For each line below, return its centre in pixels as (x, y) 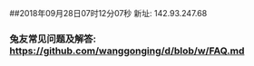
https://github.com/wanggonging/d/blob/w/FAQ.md (127, 51)
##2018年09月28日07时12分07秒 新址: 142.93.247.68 (108, 13)
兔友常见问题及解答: (53, 39)
